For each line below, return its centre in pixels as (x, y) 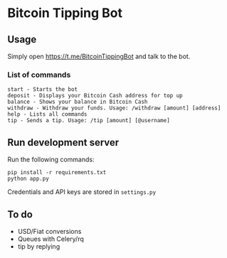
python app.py (28, 179)
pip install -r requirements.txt (57, 173)
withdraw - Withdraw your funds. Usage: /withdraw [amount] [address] (114, 108)
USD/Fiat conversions (49, 231)
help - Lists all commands (47, 114)
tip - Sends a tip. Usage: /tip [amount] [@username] (89, 121)
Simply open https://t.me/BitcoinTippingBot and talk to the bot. (99, 56)
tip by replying (39, 246)
